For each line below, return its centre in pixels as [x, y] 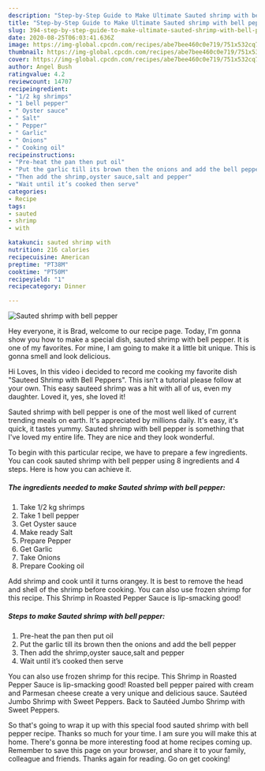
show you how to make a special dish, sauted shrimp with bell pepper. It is [129, 339]
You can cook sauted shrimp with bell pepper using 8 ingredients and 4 [124, 461]
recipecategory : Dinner [47, 286]
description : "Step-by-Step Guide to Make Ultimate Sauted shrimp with [128, 15]
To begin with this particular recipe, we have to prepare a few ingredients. [128, 453]
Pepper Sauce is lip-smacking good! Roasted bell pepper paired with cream [131, 685]
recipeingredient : [38, 89]
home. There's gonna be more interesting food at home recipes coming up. [130, 742]
